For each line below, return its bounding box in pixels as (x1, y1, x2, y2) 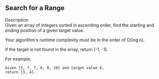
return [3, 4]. (5, 70, 36, 75)
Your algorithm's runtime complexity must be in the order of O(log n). (5, 37, 145, 43)
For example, (5, 56, 32, 62)
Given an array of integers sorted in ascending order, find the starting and (5, 22, 155, 28)
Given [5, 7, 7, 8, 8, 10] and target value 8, (5, 65, 105, 70)
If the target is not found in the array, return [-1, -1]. (5, 46, 108, 52)
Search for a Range (5, 4, 65, 12)
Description (5, 17, 28, 23)
